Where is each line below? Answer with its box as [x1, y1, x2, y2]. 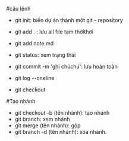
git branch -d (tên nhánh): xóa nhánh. [14, 128, 107, 135]
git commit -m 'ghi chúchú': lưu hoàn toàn [14, 63, 118, 70]
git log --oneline [14, 75, 55, 81]
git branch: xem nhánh [14, 116, 70, 122]
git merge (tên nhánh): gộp [14, 122, 81, 129]
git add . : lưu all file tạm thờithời [14, 28, 94, 35]
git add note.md [14, 40, 54, 47]
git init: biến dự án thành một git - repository [14, 17, 123, 23]
